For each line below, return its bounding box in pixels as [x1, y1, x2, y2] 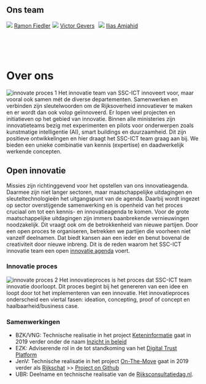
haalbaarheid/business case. [6, 302, 80, 309]
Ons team [6, 5, 44, 15]
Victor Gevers [59, 21, 95, 29]
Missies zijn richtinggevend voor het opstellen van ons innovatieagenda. [6, 182, 189, 189]
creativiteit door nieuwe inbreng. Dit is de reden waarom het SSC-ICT [6, 240, 182, 248]
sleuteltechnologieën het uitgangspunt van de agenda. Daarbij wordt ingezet [6, 194, 200, 202]
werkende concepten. [6, 147, 62, 155]
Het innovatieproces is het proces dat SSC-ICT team [59, 276, 192, 283]
